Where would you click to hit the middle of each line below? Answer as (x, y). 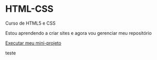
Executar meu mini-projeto (33, 43)
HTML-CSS (29, 9)
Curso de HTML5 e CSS (30, 23)
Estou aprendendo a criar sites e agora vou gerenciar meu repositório (78, 33)
